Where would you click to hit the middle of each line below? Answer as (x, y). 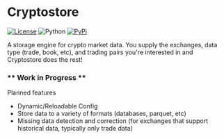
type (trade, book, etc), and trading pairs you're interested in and (100, 52)
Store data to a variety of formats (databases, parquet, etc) (102, 114)
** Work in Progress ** (47, 77)
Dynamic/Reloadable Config (57, 106)
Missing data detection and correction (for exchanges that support (113, 121)
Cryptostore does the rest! (45, 59)
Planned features (32, 93)
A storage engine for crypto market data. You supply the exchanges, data (112, 44)
